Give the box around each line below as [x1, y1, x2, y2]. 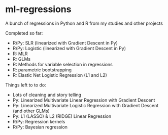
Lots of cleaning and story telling [12, 92, 82, 98]
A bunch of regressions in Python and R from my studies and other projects [5, 20, 163, 26]
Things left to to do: [5, 82, 47, 88]
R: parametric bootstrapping [12, 67, 72, 73]
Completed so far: [5, 30, 43, 36]
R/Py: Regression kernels [12, 118, 65, 124]
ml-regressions [5, 4, 72, 15]
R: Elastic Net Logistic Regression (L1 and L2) [12, 72, 108, 78]
